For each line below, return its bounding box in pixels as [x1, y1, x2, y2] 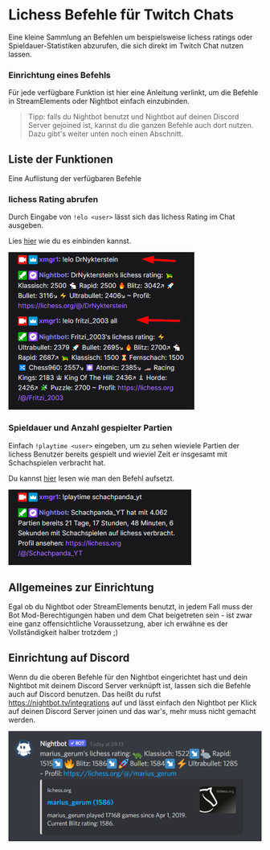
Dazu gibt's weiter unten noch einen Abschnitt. [27, 129, 184, 138]
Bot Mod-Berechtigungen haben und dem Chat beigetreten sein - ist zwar [8, 610, 253, 621]
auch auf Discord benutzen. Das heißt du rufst [8, 690, 162, 699]
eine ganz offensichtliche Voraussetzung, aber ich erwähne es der [8, 619, 228, 629]
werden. [8, 715, 36, 725]
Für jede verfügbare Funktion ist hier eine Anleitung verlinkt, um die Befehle [8, 88, 259, 97]
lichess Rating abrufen [8, 193, 99, 204]
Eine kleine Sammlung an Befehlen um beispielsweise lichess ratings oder [8, 32, 253, 42]
